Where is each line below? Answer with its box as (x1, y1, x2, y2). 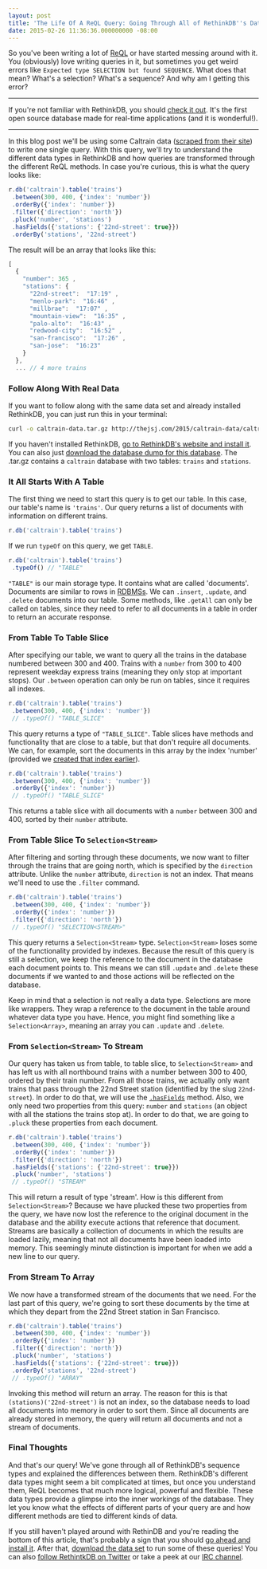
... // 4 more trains (15, 364, 87, 372)
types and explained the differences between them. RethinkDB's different (8, 1469, 249, 1478)
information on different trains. (8, 511, 108, 521)
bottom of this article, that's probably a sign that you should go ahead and (8, 1535, 251, 1544)
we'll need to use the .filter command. (8, 878, 141, 887)
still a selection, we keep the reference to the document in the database (8, 954, 243, 964)
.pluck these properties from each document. (8, 1118, 158, 1128)
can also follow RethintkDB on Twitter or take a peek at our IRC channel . (8, 1551, 244, 1561)
